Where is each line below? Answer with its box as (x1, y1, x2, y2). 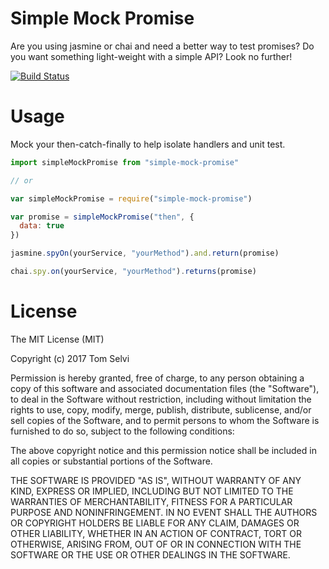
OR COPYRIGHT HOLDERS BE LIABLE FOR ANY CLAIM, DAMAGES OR (10, 517, 300, 529)
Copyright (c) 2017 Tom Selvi (10, 352, 130, 364)
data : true (19, 221, 65, 231)
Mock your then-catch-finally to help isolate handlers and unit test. (10, 138, 286, 150)
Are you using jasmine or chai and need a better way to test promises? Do (10, 40, 315, 52)
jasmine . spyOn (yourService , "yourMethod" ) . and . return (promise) (10, 248, 280, 259)
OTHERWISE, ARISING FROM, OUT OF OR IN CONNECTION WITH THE (10, 538, 302, 550)
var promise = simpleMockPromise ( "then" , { (10, 212, 195, 222)
